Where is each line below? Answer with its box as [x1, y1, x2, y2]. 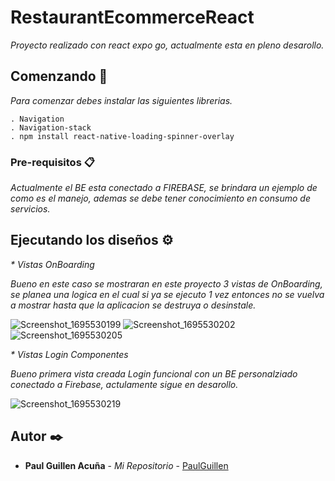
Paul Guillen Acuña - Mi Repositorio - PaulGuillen [24, 459, 229, 471]
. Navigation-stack [10, 122, 92, 133]
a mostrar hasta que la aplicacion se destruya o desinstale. [10, 299, 257, 311]
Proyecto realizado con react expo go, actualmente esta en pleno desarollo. [10, 39, 325, 51]
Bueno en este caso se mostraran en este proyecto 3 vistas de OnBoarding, [10, 277, 323, 290]
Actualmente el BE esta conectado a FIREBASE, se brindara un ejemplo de [10, 182, 318, 194]
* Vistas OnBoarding [10, 258, 95, 270]
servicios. [10, 203, 51, 215]
